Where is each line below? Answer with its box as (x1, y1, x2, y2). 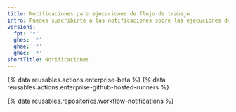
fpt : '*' (13, 30, 39, 37)
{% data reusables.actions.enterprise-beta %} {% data (7, 75, 166, 84)
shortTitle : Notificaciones (7, 56, 90, 63)
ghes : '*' (13, 37, 42, 44)
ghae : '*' (13, 43, 42, 50)
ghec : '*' (13, 50, 42, 57)
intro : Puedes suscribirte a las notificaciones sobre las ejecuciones (7, 17, 221, 24)
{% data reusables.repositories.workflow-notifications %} (7, 97, 174, 105)
